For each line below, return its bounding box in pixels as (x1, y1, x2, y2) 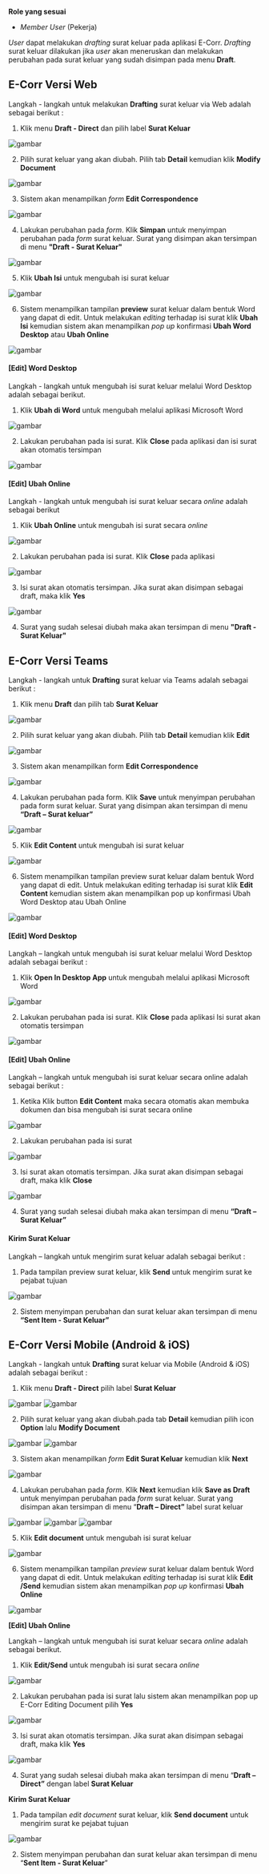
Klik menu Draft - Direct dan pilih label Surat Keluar (19, 123, 191, 133)
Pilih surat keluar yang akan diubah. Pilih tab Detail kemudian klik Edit (19, 731, 250, 740)
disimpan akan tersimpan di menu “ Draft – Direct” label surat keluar (19, 1502, 243, 1512)
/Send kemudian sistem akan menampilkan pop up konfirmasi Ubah (19, 1582, 244, 1591)
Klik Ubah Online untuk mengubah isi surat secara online (19, 521, 208, 530)
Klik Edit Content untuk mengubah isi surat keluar (19, 840, 185, 850)
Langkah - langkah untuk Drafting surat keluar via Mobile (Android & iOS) (8, 1360, 251, 1369)
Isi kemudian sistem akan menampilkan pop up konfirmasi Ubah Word (19, 320, 252, 331)
